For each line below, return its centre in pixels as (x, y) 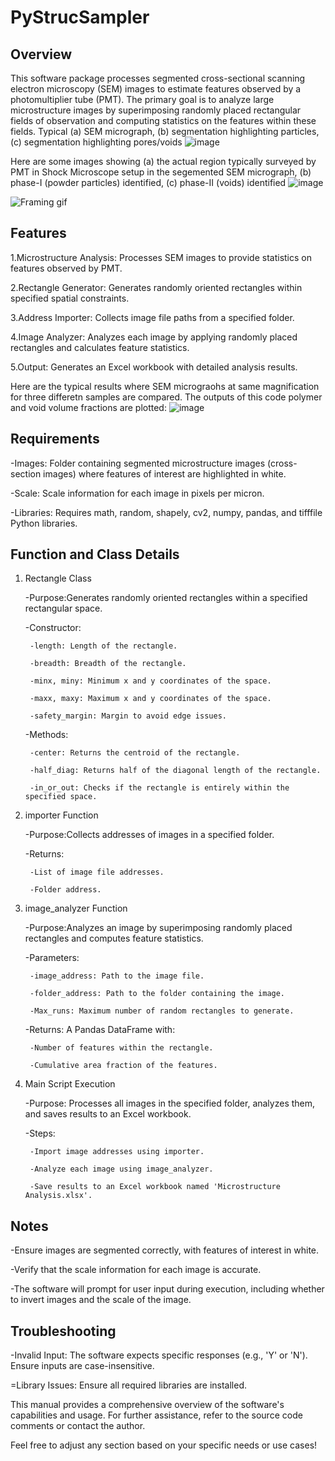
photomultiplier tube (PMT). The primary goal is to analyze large (142, 99)
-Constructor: (53, 628)
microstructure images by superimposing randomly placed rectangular (156, 110)
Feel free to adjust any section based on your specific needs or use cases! (164, 1445)
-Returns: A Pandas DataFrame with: (100, 1030)
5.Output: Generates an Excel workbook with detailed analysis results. (154, 367)
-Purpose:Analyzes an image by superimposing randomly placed (158, 928)
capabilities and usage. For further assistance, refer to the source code (156, 1415)
